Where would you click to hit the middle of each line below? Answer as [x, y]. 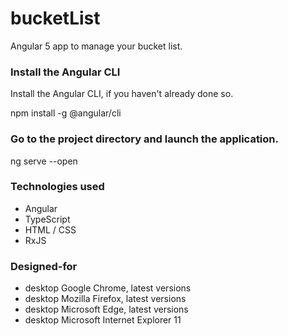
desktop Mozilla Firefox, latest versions [105, 299]
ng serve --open [44, 161]
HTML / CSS [50, 229]
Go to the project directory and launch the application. [144, 139]
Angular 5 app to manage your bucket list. [96, 46]
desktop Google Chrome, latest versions [108, 288]
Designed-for [44, 266]
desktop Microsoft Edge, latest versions [106, 309]
